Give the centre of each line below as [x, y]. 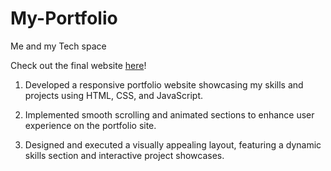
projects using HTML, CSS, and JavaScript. [114, 95]
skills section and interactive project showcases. [124, 155]
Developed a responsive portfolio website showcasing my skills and [164, 84]
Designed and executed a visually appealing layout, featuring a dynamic [173, 144]
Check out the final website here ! [78, 65]
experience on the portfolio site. [90, 125]
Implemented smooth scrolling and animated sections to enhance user [169, 114]
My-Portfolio [64, 18]
